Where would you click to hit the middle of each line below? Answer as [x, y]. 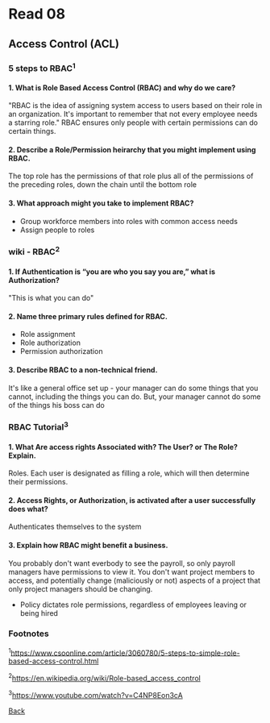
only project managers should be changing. [81, 588]
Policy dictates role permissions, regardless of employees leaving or [133, 605]
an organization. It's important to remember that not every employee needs [133, 114]
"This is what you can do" [51, 298]
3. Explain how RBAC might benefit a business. [88, 545]
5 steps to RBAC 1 [42, 67]
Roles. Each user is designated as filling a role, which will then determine [129, 473]
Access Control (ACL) [64, 44]
